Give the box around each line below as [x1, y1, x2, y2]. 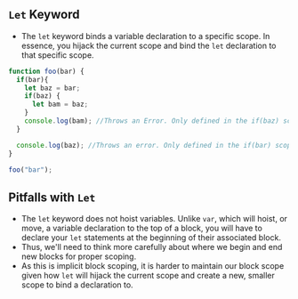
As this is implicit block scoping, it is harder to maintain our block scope [20, 261, 285, 271]
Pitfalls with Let [8, 190, 96, 205]
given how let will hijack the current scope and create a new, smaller [20, 271, 275, 281]
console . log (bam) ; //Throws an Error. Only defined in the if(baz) [24, 117, 279, 125]
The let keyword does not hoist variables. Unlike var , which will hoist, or [20, 214, 288, 224]
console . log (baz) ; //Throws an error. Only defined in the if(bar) [16, 141, 272, 149]
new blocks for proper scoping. [20, 251, 137, 262]
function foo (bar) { [8, 67, 85, 76]
